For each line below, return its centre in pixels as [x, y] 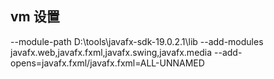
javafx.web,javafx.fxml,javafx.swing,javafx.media [111, 52]
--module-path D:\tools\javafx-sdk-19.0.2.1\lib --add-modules [137, 41]
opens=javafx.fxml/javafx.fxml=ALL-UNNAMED [107, 63]
